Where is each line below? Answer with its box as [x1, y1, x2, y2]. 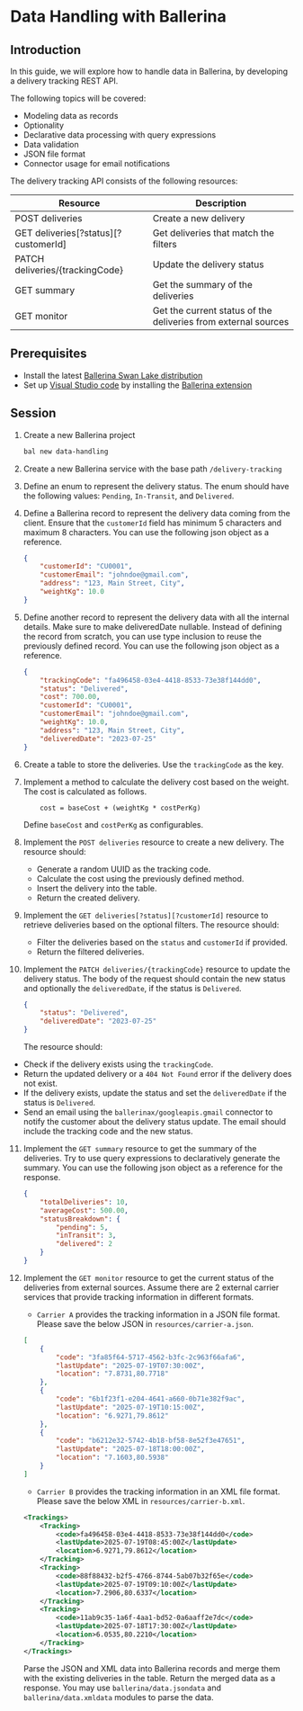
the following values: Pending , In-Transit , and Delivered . [22, 490, 235, 501]
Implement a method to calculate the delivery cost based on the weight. [22, 776, 290, 787]
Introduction [10, 42, 82, 58]
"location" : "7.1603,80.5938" [56, 1453, 169, 1463]
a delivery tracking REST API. [10, 76, 119, 86]
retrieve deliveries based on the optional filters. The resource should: [22, 919, 280, 930]
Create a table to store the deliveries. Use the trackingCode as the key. [22, 758, 284, 770]
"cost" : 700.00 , [40, 693, 101, 702]
